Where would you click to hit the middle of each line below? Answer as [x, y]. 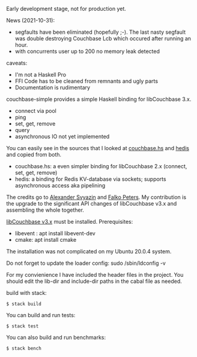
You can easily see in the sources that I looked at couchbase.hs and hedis [98, 148]
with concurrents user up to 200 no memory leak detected [87, 51]
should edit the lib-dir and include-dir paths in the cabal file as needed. [94, 281]
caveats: [17, 63]
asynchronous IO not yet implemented [62, 136]
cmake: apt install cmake [46, 240]
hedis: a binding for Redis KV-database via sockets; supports [90, 179]
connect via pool [36, 111]
